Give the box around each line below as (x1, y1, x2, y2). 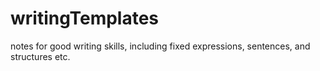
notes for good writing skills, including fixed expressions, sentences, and (10, 40, 311, 52)
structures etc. (10, 50, 71, 62)
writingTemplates (10, 7, 160, 30)
